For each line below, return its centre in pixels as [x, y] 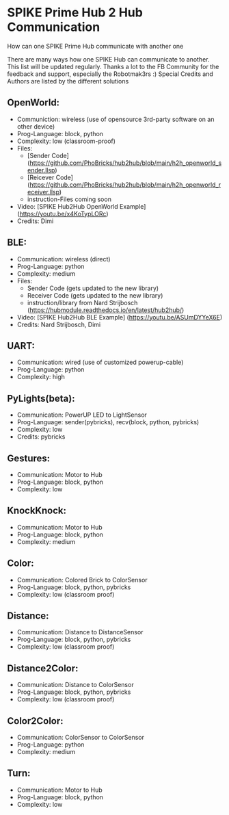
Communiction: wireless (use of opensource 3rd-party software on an [116, 119]
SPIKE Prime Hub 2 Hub [75, 13]
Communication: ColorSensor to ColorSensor [81, 738]
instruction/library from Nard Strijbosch [82, 302]
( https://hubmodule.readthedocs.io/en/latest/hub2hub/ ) [106, 310]
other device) [36, 126]
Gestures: [29, 458]
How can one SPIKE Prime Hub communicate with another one [95, 46]
